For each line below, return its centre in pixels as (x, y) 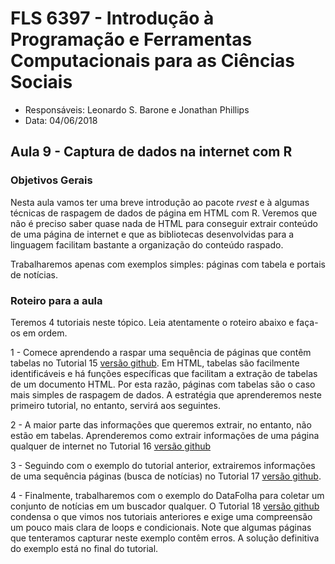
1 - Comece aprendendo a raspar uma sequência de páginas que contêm (161, 352)
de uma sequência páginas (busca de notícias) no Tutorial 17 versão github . (166, 476)
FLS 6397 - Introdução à (112, 18)
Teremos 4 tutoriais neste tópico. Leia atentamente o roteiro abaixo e (152, 322)
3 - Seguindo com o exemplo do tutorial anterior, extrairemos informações (163, 465)
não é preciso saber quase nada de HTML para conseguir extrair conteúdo (164, 223)
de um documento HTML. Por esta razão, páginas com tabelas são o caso (163, 384)
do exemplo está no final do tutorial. (84, 548)
